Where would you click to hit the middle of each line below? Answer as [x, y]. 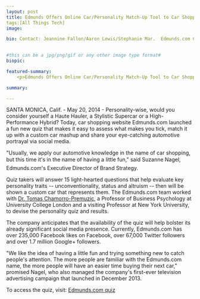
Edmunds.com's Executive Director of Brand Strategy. [72, 168]
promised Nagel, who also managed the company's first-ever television [94, 272]
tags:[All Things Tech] [36, 23]
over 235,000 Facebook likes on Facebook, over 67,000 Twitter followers [96, 235]
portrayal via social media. [38, 141]
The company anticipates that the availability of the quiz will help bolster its [99, 223]
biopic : [16, 61]
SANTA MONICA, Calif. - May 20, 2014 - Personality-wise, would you [91, 110]
